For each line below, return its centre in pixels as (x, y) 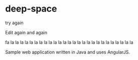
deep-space (31, 9)
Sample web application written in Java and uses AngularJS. (68, 52)
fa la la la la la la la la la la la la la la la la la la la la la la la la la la (69, 42)
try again (14, 23)
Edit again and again (26, 32)
